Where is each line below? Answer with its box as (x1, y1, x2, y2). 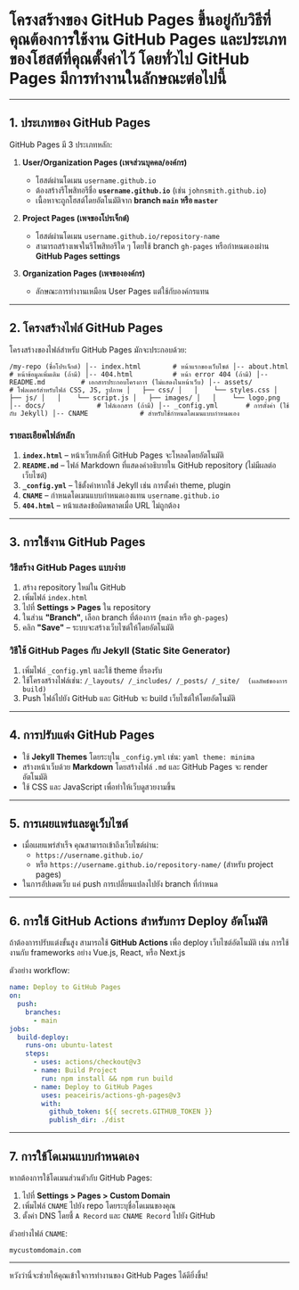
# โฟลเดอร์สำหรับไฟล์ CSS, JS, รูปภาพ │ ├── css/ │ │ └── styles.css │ (9, 385, 279, 394)
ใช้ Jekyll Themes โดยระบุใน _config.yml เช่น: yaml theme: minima (21, 751, 255, 762)
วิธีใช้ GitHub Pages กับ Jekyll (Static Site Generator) (9, 644, 231, 657)
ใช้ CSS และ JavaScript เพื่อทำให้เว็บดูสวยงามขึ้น (21, 781, 176, 792)
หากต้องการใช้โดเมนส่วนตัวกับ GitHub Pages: (9, 1172, 153, 1183)
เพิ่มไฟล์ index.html (21, 591, 88, 602)
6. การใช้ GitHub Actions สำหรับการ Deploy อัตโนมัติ (9, 914, 269, 929)
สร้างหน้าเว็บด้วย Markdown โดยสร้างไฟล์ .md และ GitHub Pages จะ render (21, 761, 269, 772)
